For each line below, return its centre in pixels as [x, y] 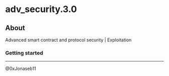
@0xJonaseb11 [21, 68]
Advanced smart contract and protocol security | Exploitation [68, 40]
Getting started [24, 53]
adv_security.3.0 [41, 9]
